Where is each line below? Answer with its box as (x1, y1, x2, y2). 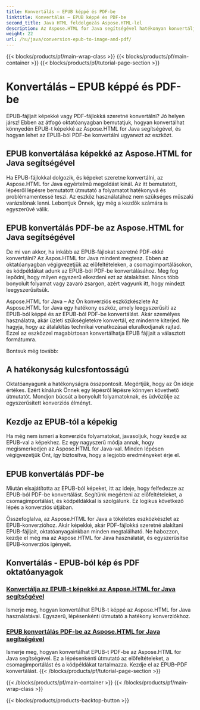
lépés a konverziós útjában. (6, 504, 74, 511)
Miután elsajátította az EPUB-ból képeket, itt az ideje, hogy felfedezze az (6, 484, 185, 492)
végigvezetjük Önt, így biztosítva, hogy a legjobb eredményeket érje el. (6, 452, 180, 459)
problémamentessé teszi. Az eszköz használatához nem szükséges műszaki (6, 193, 193, 200)
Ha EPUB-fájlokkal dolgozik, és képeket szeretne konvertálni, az (6, 174, 164, 181)
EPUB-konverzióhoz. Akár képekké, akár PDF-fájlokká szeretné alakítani (6, 521, 183, 529)
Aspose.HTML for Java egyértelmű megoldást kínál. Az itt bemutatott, (6, 180, 177, 187)
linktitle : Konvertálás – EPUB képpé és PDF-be (6, 14, 127, 20)
